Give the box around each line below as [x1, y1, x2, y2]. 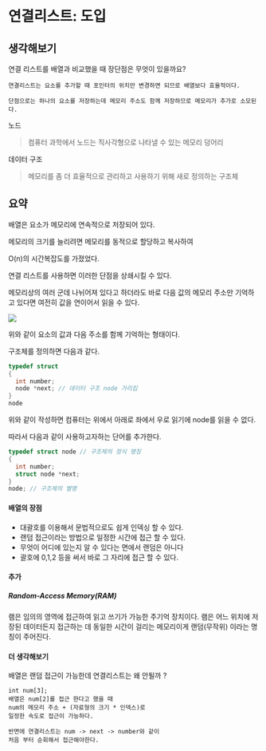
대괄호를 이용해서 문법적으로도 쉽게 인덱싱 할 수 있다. [19, 522, 184, 532]
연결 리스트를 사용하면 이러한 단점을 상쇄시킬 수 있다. [8, 271, 172, 280]
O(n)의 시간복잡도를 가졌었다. [8, 253, 100, 263]
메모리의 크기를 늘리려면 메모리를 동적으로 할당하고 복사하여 [8, 236, 194, 246]
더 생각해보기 [8, 651, 49, 661]
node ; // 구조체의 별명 [8, 484, 77, 493]
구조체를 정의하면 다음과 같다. [8, 346, 100, 356]
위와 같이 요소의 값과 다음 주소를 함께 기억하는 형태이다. [8, 329, 181, 339]
